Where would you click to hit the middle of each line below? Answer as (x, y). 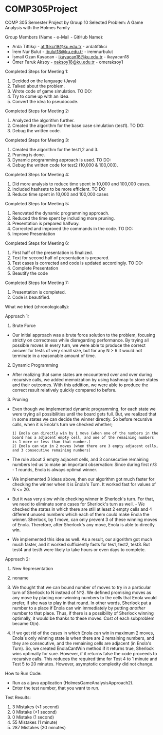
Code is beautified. (31, 297)
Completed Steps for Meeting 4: (37, 174)
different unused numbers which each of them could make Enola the (81, 514)
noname (20, 578)
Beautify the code (30, 273)
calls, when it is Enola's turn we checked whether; (62, 424)
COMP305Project (41, 9)
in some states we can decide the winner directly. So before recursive (82, 419)
